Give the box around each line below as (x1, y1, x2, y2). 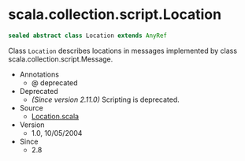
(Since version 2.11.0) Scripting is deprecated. (31, 95, 180, 104)
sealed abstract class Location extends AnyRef (8, 32, 168, 39)
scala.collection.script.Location (8, 6, 222, 24)
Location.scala (31, 111, 80, 121)
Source (19, 103, 43, 112)
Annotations (19, 69, 59, 79)
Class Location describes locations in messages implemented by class (8, 46, 238, 55)
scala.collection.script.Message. (8, 54, 113, 64)
